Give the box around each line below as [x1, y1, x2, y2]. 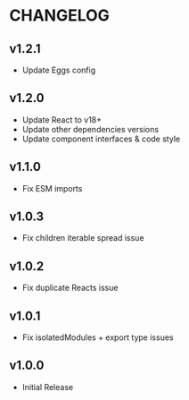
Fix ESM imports [21, 183, 83, 193]
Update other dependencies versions [21, 123, 159, 134]
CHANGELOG [9, 5, 110, 26]
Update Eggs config [21, 64, 96, 75]
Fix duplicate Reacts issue [21, 283, 119, 294]
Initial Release [21, 381, 74, 392]
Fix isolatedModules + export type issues [21, 332, 174, 343]
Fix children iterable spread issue [21, 233, 144, 243]
